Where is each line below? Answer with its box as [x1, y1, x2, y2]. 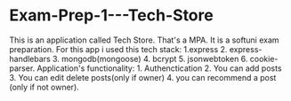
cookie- [249, 53, 279, 64]
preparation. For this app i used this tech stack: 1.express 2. [9, 43, 228, 54]
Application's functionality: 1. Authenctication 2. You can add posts [36, 63, 282, 74]
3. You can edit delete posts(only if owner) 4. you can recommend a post [9, 72, 277, 82]
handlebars [9, 53, 51, 64]
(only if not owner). [9, 82, 80, 92]
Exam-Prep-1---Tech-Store [9, 5, 214, 26]
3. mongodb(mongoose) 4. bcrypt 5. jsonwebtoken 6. [52, 53, 248, 64]
